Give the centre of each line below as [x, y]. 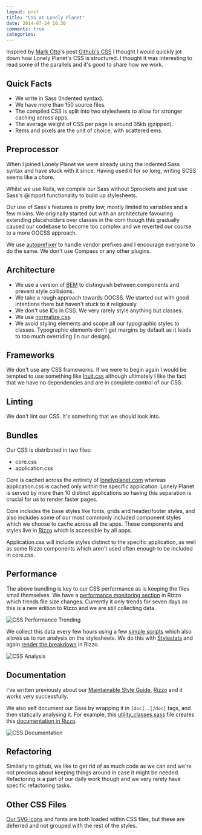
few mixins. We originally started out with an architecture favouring [90, 213]
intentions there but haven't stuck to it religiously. [76, 304]
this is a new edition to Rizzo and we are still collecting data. [81, 608]
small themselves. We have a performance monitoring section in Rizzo [94, 595]
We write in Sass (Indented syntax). [59, 98]
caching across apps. [42, 117]
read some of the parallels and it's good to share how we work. [85, 65]
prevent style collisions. [44, 291]
